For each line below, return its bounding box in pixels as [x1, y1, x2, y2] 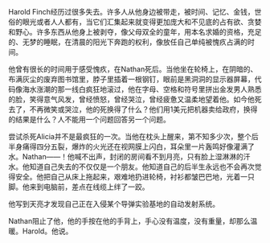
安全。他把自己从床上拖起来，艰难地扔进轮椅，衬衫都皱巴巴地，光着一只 [14, 172, 255, 181]
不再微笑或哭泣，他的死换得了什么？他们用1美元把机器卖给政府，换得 [29, 105, 258, 114]
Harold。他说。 [22, 226, 73, 236]
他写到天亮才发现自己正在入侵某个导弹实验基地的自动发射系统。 [8, 200, 219, 208]
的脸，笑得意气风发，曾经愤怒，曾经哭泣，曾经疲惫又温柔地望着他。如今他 [8, 95, 255, 104]
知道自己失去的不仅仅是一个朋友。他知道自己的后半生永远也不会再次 [29, 162, 255, 171]
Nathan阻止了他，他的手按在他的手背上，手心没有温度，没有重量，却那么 [8, 216, 251, 225]
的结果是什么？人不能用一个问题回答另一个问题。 [8, 115, 170, 124]
